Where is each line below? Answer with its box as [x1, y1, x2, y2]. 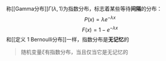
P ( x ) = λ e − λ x [84, 15, 116, 23]
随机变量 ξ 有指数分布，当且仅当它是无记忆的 [20, 49, 129, 56]
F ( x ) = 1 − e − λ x [82, 25, 118, 33]
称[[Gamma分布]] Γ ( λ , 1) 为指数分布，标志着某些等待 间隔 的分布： [6, 5, 162, 12]
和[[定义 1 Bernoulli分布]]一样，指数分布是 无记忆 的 [6, 36, 129, 43]
